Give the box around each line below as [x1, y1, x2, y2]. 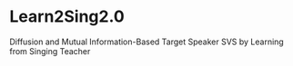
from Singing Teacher [9, 45, 91, 56]
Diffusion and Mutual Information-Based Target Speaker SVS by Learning [9, 36, 284, 47]
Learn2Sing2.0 [9, 6, 125, 27]
